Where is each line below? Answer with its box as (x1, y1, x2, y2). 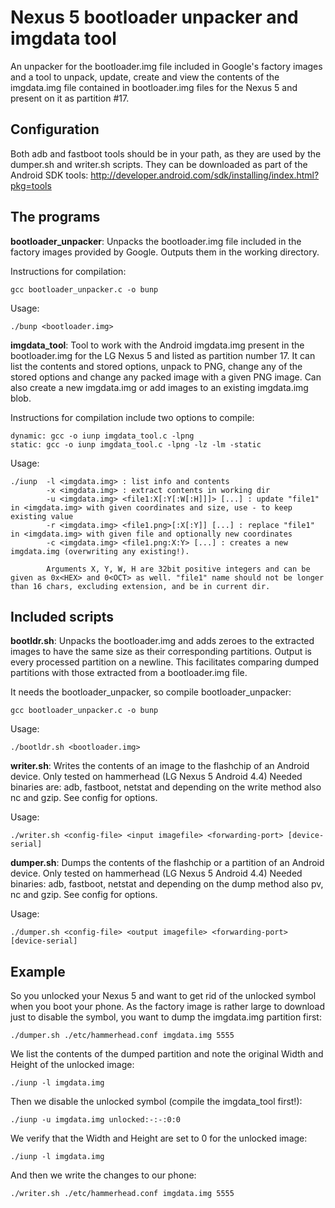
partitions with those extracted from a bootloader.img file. (10, 667, 248, 679)
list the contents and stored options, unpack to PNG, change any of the (10, 360, 303, 372)
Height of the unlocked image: (10, 1059, 135, 1071)
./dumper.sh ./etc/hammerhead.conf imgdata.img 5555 (10, 1031, 235, 1041)
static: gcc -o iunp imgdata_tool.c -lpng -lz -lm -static (10, 439, 262, 450)
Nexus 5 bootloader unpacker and (10, 6, 299, 29)
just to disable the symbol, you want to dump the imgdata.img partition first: (10, 1011, 322, 1023)
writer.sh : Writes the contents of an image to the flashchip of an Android (10, 760, 310, 772)
